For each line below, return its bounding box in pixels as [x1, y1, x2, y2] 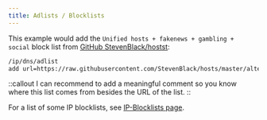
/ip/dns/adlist [8, 57, 59, 65]
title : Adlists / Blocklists [8, 11, 105, 20]
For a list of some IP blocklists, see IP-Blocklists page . [8, 103, 185, 112]
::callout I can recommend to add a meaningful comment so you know [8, 79, 237, 88]
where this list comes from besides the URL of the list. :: [8, 87, 192, 97]
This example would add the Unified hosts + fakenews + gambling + [8, 33, 234, 43]
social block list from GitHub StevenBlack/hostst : [8, 41, 170, 52]
